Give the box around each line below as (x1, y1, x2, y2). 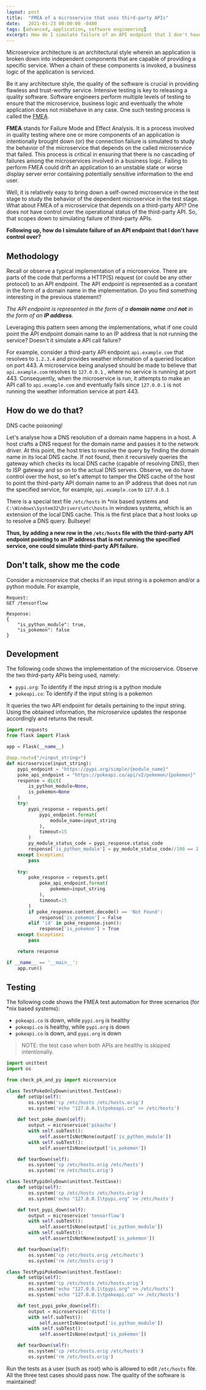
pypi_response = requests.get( (28, 806, 109, 812)
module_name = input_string (50, 817, 116, 824)
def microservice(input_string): (6, 760, 92, 766)
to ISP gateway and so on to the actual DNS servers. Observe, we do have (6, 466, 194, 473)
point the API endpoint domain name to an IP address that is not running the (6, 330, 198, 338)
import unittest (6, 1060, 48, 1067)
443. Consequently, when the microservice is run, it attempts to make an (6, 374, 190, 382)
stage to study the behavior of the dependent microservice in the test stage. (6, 195, 199, 203)
